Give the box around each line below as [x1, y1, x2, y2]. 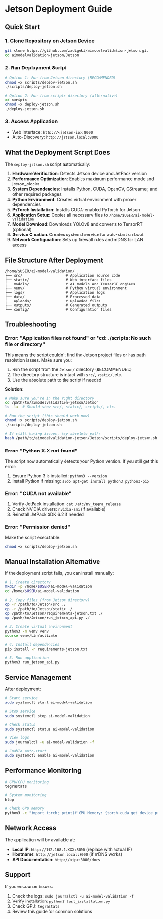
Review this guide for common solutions [12, 908, 92, 914]
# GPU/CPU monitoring [5, 779, 49, 785]
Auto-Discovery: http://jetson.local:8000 [12, 134, 98, 140]
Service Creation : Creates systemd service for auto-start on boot [12, 232, 144, 237]
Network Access [5, 824, 57, 832]
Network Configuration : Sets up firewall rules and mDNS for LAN [12, 237, 144, 243]
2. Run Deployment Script [5, 64, 67, 71]
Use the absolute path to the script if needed [12, 377, 102, 383]
